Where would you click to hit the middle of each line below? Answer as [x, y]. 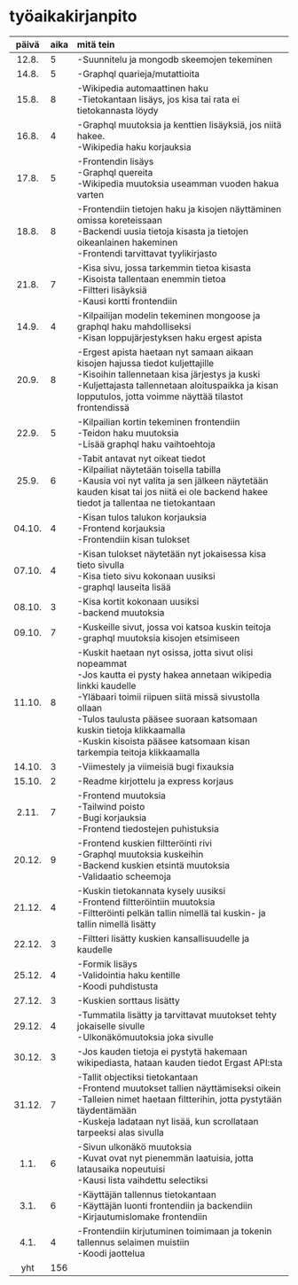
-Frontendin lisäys [115, 161]
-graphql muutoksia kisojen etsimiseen [158, 638]
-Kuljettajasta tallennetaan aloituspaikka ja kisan [178, 385]
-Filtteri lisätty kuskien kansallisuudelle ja [163, 938]
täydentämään [107, 1110]
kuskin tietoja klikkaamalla [131, 730]
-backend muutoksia [121, 612]
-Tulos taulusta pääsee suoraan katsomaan [167, 718]
